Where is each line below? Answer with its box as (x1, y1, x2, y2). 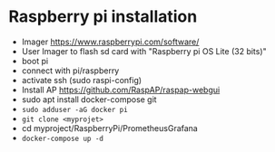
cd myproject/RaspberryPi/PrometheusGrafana (21, 122, 199, 133)
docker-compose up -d (21, 134, 103, 143)
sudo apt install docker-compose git (21, 93, 157, 105)
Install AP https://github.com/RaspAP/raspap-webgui (21, 84, 221, 95)
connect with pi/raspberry (21, 65, 120, 76)
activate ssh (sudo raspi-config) (21, 74, 142, 85)
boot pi (21, 55, 49, 66)
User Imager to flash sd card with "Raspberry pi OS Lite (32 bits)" (21, 45, 267, 56)
